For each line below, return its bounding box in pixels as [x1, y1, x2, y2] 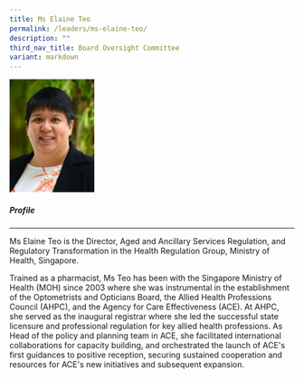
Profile [9, 204, 35, 215]
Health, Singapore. [9, 255, 80, 266]
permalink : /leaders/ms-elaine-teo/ [9, 24, 147, 33]
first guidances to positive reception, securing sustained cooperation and [9, 349, 283, 361]
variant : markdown [9, 52, 79, 62]
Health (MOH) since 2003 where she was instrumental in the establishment [9, 282, 290, 293]
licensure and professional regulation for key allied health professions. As [9, 321, 283, 332]
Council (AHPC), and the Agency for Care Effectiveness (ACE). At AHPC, [9, 301, 280, 312]
